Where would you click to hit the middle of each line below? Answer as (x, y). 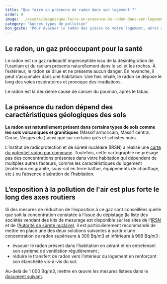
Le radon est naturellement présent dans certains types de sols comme (80, 127)
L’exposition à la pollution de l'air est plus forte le (82, 189)
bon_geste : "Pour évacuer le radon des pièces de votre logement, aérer (82, 28)
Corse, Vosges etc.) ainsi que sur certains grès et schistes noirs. (71, 137)
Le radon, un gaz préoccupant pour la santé (74, 49)
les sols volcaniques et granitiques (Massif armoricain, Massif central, (78, 132)
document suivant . (24, 276)
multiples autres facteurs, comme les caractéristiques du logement (74, 163)
